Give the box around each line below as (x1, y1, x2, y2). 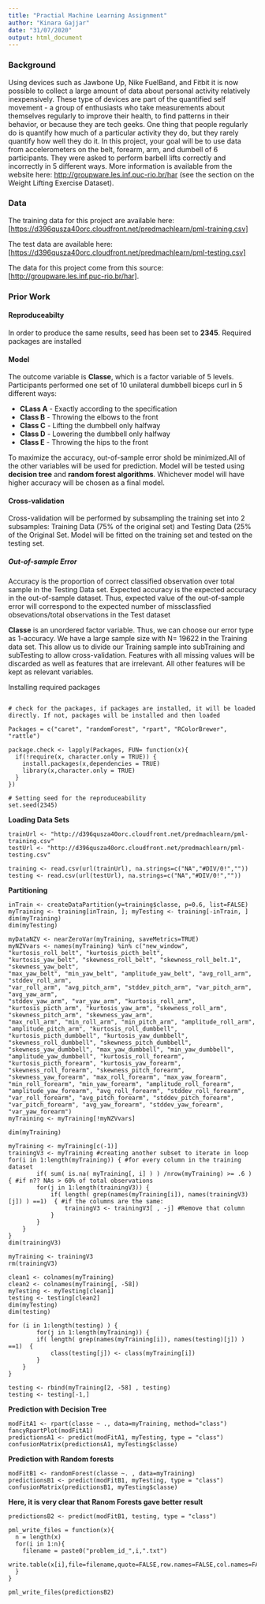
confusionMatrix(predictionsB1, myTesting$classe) (8, 1483, 178, 1491)
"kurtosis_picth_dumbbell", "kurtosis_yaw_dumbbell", (8, 1032, 189, 1040)
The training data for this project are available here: (8, 215, 175, 225)
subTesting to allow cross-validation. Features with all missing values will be (8, 651, 255, 660)
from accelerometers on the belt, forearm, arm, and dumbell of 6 (8, 144, 218, 154)
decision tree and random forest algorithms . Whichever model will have (8, 470, 244, 479)
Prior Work (8, 291, 50, 302)
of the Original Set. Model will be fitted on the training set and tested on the (8, 530, 253, 540)
